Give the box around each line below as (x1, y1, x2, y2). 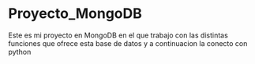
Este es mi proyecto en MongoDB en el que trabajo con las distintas (8, 30, 229, 40)
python (8, 47, 32, 56)
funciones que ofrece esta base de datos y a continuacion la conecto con (8, 38, 248, 48)
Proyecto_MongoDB (8, 5, 142, 23)
